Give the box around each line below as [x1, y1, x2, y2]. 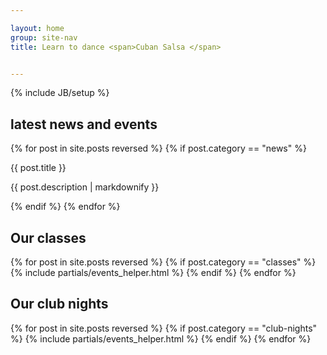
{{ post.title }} [10, 162, 67, 174]
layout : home [10, 23, 65, 33]
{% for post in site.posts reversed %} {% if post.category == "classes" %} [10, 256, 317, 268]
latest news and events [10, 116, 158, 133]
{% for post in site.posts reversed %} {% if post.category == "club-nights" [10, 322, 318, 334]
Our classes [10, 229, 87, 246]
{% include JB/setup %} [10, 87, 110, 99]
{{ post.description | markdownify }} [10, 181, 160, 193]
